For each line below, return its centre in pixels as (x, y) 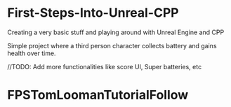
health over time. (32, 53)
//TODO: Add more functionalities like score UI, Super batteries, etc (105, 66)
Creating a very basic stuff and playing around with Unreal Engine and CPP (116, 32)
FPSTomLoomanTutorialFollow (98, 95)
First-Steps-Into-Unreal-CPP (93, 13)
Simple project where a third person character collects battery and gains (112, 45)
